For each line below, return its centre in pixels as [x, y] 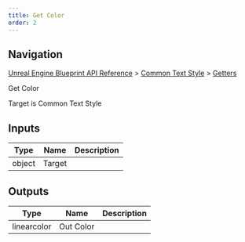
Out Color [77, 226]
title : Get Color [37, 15]
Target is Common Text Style [55, 103]
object [24, 164]
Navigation [35, 54]
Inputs [24, 128]
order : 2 [22, 23]
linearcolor [32, 226]
